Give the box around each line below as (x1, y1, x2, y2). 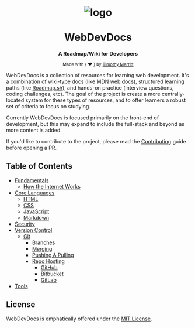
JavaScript (23, 208, 50, 215)
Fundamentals (14, 176, 49, 184)
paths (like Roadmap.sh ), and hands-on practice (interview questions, (6, 84, 174, 91)
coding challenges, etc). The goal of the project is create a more (6, 90, 161, 97)
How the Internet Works (23, 183, 81, 190)
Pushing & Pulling (32, 251, 74, 258)
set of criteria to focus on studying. (6, 102, 90, 110)
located (6, 97, 25, 104)
